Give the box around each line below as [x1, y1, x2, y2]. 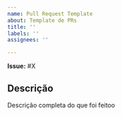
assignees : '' [7, 37, 49, 44]
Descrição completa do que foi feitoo [7, 101, 115, 109]
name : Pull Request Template [7, 10, 93, 18]
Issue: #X [7, 62, 36, 70]
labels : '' [7, 30, 39, 37]
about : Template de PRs [7, 17, 78, 24]
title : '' [7, 23, 37, 30]
